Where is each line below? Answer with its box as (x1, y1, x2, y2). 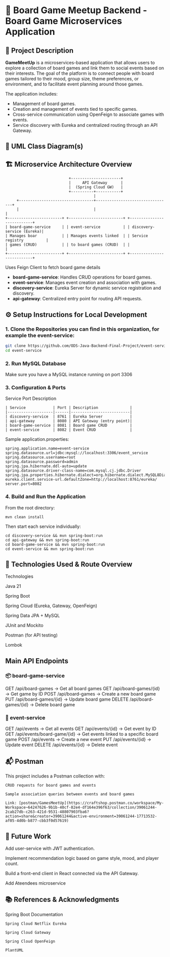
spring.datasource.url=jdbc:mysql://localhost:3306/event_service (5, 450, 148, 455)
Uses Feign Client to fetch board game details (5, 264, 101, 270)
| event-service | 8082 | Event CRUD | (5, 427, 133, 433)
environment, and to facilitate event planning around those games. (5, 81, 144, 87)
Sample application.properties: (5, 436, 69, 442)
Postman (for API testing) (5, 632, 58, 639)
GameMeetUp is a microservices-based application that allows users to (5, 60, 155, 65)
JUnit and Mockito (5, 622, 44, 628)
